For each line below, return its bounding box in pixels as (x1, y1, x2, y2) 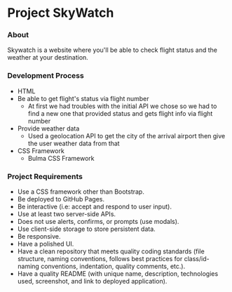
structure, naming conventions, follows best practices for (17, 255, 183, 263)
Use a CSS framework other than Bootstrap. (17, 187, 145, 196)
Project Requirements (7, 171, 83, 181)
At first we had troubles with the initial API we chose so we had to (27, 102, 217, 110)
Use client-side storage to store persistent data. (17, 225, 156, 233)
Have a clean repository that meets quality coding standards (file (17, 247, 205, 255)
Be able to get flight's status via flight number (17, 94, 149, 102)
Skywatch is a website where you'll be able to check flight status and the (7, 46, 218, 54)
